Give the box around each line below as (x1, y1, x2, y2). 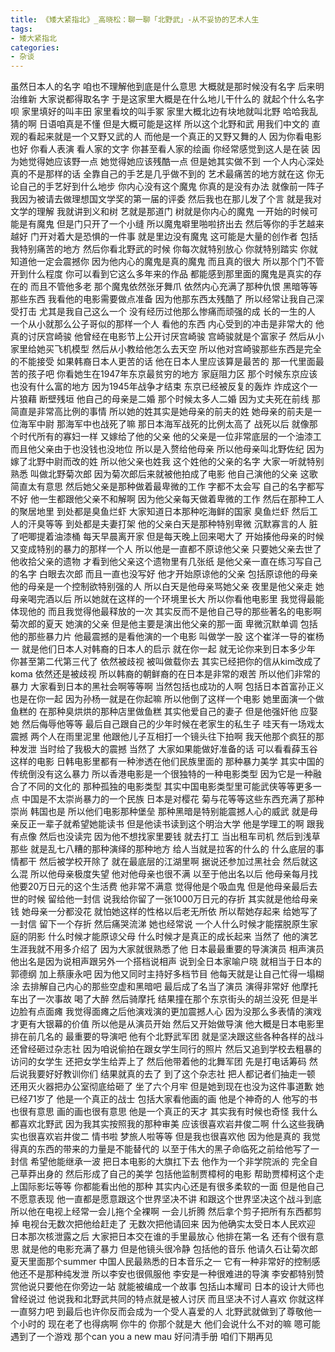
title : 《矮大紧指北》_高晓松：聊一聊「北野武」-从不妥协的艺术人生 (10, 14, 260, 25)
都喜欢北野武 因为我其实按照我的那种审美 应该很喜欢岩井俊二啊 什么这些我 (10, 1118, 316, 1130)
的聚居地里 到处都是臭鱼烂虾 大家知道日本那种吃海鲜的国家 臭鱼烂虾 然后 (10, 506, 310, 518)
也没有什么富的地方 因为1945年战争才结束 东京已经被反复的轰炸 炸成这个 (10, 381, 310, 393)
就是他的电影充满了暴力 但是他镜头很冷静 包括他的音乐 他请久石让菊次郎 (21, 1243, 318, 1255)
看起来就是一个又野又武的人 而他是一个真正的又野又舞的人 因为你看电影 (27, 131, 322, 143)
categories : (10, 42, 60, 53)
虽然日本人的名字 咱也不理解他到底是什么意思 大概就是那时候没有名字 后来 (10, 81, 316, 93)
